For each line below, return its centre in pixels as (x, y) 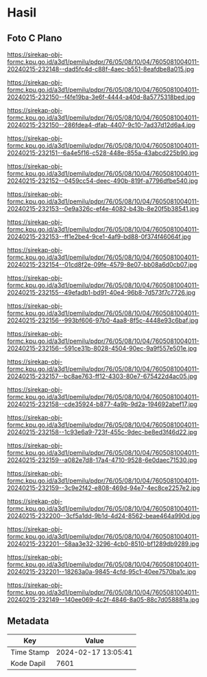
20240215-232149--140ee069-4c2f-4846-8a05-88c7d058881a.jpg (103, 600)
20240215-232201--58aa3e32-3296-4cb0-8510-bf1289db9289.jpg (103, 544)
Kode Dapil (28, 663)
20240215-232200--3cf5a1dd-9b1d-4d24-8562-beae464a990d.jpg (103, 516)
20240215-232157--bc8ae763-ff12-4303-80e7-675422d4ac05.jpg (102, 376)
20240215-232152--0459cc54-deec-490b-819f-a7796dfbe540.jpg (103, 181)
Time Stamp (30, 652)
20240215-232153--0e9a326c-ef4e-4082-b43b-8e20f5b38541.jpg (103, 209)
